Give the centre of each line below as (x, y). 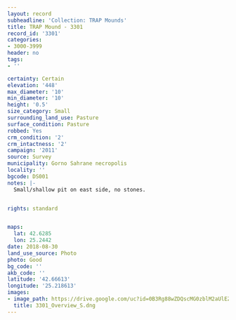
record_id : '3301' (34, 33)
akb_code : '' (26, 273)
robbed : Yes (25, 131)
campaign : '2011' (33, 151)
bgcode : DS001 (28, 176)
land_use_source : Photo (42, 253)
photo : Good (25, 260)
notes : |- (22, 183)
